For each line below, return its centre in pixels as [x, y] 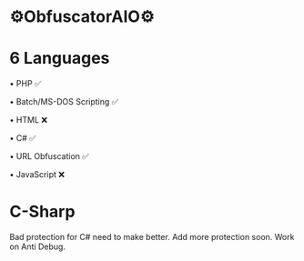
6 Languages [60, 59]
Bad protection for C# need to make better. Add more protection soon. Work [152, 237]
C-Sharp [42, 212]
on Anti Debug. [38, 246]
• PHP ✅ [25, 84]
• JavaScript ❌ [37, 175]
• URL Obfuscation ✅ [49, 156]
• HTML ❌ [29, 120]
